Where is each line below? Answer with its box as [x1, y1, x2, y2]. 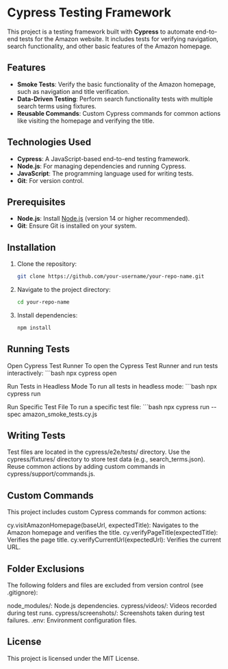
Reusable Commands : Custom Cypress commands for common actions [16, 109, 221, 117]
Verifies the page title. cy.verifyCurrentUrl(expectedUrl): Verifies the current [7, 536, 221, 544]
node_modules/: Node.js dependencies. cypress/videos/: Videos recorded [7, 602, 217, 610]
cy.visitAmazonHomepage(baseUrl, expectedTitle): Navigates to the [7, 521, 199, 529]
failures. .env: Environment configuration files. [7, 616, 137, 624]
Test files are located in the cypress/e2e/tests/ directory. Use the [7, 448, 190, 457]
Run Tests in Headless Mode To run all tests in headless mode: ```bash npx [7, 382, 218, 390]
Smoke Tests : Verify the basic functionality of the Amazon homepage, [16, 80, 216, 88]
